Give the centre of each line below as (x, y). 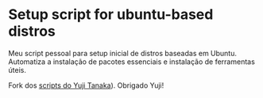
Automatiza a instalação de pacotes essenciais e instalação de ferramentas (132, 62)
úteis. (17, 70)
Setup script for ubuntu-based (111, 15)
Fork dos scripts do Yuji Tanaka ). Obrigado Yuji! (86, 85)
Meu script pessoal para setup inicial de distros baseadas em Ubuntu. (122, 53)
